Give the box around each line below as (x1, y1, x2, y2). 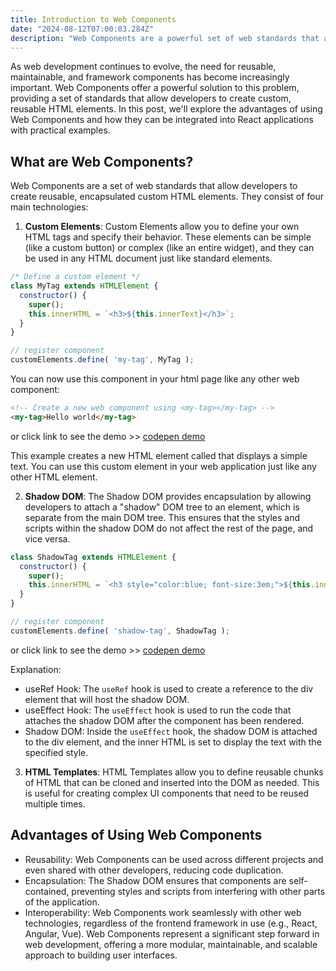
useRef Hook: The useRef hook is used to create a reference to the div (24, 682, 314, 695)
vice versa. (24, 532, 71, 545)
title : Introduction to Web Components (10, 14, 177, 25)
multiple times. (24, 797, 86, 810)
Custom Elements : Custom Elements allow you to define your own (24, 221, 300, 233)
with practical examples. (10, 124, 111, 136)
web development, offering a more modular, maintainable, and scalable (24, 938, 318, 950)
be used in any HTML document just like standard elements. (24, 252, 273, 265)
